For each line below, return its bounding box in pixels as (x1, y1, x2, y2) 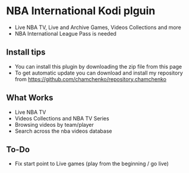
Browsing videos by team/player (14, 121, 94, 128)
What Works (6, 93, 53, 103)
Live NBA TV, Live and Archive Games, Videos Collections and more (14, 24, 181, 31)
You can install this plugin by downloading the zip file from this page (14, 63, 182, 70)
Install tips (6, 47, 46, 57)
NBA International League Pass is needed (14, 30, 117, 37)
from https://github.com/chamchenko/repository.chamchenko (14, 75, 166, 82)
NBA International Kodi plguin (6, 4, 156, 18)
